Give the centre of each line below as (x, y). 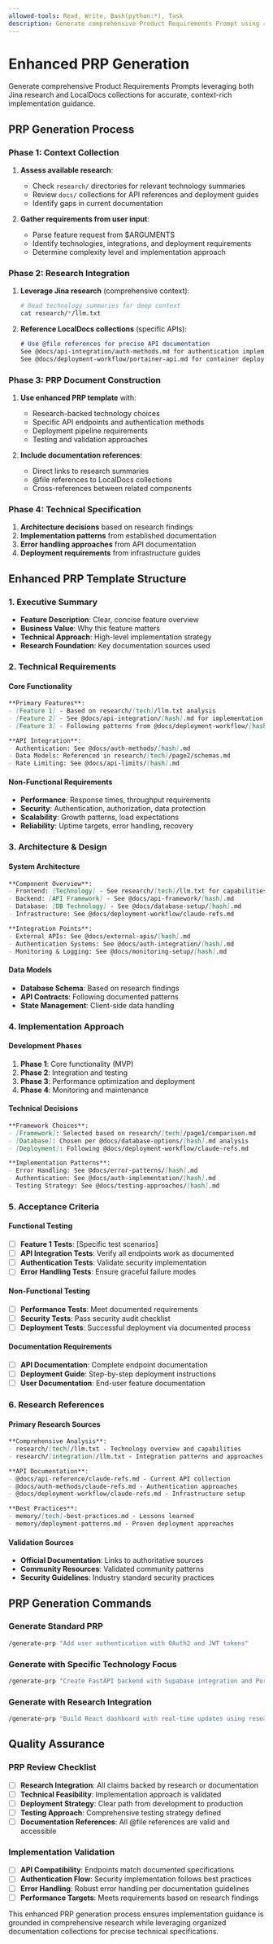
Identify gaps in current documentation (98, 204)
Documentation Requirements (60, 1347)
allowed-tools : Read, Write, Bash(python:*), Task (96, 16)
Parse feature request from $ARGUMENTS (104, 235)
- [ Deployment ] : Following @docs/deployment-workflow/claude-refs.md (129, 1148)
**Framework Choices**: (49, 1126)
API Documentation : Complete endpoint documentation (114, 1364)
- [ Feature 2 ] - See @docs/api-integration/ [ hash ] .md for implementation (136, 718)
